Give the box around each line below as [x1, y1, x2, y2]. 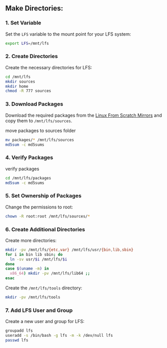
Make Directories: [5, 4, 63, 13]
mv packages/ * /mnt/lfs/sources [5, 137, 74, 142]
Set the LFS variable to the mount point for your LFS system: [5, 31, 131, 37]
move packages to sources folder [5, 127, 76, 133]
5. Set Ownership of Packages [5, 192, 82, 199]
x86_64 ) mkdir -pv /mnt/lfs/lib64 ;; [10, 271, 90, 276]
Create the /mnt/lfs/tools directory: [5, 285, 83, 291]
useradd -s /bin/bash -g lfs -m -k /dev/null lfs [5, 333, 113, 338]
